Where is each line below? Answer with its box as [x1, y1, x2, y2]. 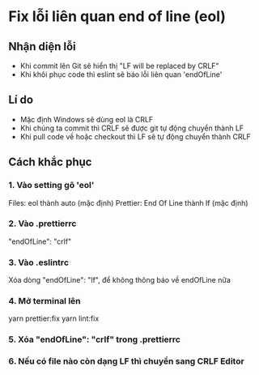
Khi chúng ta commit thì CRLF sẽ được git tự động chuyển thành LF [19, 123, 244, 133]
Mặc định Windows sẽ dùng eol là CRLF [19, 114, 154, 124]
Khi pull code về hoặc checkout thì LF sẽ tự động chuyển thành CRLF [19, 131, 251, 141]
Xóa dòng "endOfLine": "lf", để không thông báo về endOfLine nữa [8, 275, 231, 285]
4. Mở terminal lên [8, 296, 81, 307]
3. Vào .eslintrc [8, 257, 70, 268]
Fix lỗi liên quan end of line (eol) [8, 7, 227, 26]
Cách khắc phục [8, 156, 92, 169]
